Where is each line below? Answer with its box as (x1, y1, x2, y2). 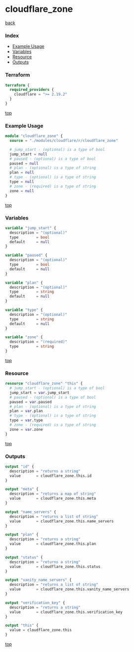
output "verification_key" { (5, 600, 65, 605)
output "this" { (5, 623, 39, 628)
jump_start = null (9, 152, 48, 157)
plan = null (9, 170, 35, 175)
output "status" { (5, 555, 43, 560)
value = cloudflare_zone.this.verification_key (9, 609, 123, 614)
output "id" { (5, 464, 35, 469)
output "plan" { (5, 532, 39, 537)
